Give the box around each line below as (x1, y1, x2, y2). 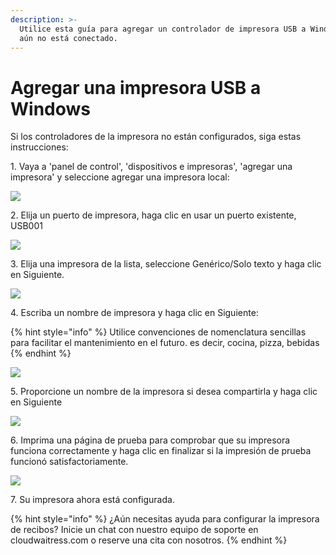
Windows (10, 97, 91, 120)
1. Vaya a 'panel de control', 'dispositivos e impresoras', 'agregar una (10, 161, 293, 173)
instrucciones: (10, 141, 69, 153)
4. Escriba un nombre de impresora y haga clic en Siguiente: (10, 307, 259, 319)
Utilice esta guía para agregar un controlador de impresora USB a (19, 24, 307, 34)
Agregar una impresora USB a (10, 76, 262, 99)
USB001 (10, 220, 43, 232)
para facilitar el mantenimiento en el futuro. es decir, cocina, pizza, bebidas (10, 337, 320, 349)
